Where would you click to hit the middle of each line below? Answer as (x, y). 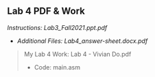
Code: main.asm (57, 67)
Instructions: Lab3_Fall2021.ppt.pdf (57, 27)
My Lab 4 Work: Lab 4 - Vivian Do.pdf (77, 54)
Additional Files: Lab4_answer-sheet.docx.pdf (82, 41)
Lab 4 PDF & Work (46, 11)
